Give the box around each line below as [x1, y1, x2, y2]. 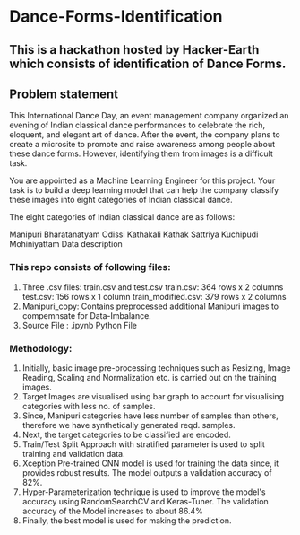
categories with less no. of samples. [21, 400, 156, 411]
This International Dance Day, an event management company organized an [9, 110, 289, 121]
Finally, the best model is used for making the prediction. [21, 514, 232, 526]
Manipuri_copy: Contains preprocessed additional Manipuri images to [21, 301, 279, 311]
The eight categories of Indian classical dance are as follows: [9, 212, 236, 223]
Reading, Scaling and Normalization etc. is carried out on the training [21, 372, 277, 382]
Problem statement [9, 86, 119, 101]
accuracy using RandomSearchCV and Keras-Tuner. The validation [21, 496, 269, 506]
